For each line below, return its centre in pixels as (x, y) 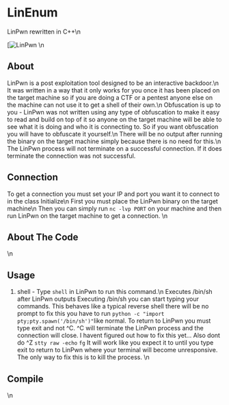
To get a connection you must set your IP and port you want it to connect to (113, 194)
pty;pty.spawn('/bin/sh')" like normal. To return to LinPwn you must (114, 321)
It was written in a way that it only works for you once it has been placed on (113, 90)
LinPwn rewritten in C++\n (44, 32)
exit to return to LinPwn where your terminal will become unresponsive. (117, 350)
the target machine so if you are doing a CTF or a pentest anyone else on (110, 97)
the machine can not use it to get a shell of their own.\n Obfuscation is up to (114, 105)
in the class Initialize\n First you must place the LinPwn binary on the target (113, 201)
